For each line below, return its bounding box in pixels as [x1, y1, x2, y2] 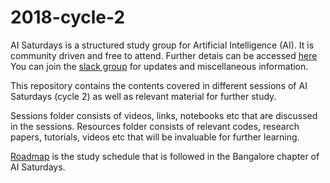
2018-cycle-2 [10, 6, 126, 29]
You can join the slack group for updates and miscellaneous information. [10, 60, 309, 72]
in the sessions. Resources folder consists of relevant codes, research [10, 120, 300, 132]
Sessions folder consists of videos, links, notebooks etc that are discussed [10, 109, 318, 121]
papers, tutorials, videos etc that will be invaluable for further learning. [10, 131, 300, 143]
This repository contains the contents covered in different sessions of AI [10, 79, 308, 91]
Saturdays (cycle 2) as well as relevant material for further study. [10, 90, 277, 102]
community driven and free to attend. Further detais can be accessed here [10, 49, 318, 61]
